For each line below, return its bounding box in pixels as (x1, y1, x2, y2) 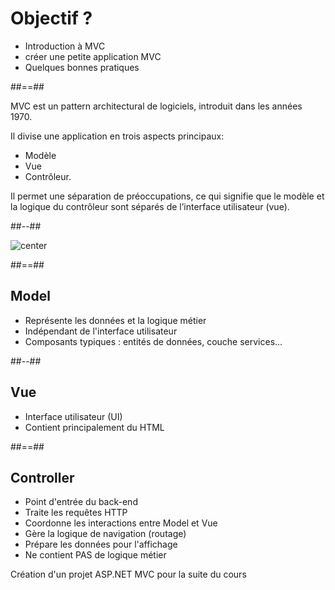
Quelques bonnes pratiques (24, 61, 140, 73)
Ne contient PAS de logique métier (24, 549, 167, 561)
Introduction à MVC (24, 40, 106, 52)
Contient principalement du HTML (24, 421, 165, 433)
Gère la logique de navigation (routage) (24, 528, 187, 540)
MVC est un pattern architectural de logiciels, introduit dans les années (10, 100, 303, 112)
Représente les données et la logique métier (24, 314, 207, 326)
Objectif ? (10, 7, 93, 30)
